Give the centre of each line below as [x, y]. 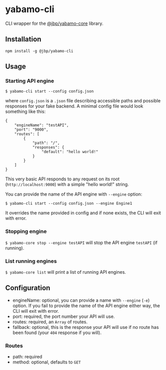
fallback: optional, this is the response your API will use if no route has [86, 327]
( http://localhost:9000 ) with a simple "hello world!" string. [67, 184]
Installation [23, 39]
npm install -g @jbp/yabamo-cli [39, 51]
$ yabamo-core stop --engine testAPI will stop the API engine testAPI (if [81, 242]
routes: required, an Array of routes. [50, 322]
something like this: [26, 112]
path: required [27, 357]
